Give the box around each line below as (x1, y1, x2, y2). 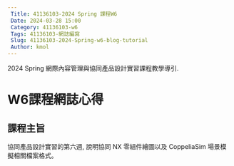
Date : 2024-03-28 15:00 (10, 17, 81, 24)
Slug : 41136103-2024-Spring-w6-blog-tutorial (10, 37, 148, 44)
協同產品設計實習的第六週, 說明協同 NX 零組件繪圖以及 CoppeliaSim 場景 (7, 142, 221, 150)
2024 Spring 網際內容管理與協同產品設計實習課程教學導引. (7, 64, 179, 72)
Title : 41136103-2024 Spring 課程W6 (10, 10, 118, 18)
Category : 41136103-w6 (10, 24, 78, 31)
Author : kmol (10, 43, 50, 51)
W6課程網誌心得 (7, 92, 104, 108)
